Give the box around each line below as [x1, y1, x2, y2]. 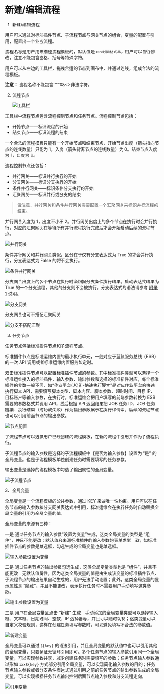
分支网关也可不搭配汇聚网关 [5, 311, 61, 317]
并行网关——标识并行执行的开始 [12, 173, 77, 179]
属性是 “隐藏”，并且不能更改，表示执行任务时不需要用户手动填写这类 [9, 582, 147, 589]
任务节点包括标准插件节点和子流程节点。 [5, 343, 86, 349]
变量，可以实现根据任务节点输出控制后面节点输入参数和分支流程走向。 [5, 673, 146, 679]
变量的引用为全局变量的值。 [9, 510, 65, 516]
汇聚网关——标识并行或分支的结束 [12, 191, 81, 197]
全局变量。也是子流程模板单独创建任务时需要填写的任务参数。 [5, 456, 129, 462]
